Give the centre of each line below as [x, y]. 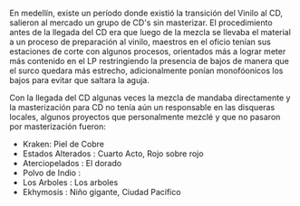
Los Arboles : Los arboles [70, 183]
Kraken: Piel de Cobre [63, 144]
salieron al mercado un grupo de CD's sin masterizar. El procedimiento [141, 23]
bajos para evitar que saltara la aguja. [79, 80]
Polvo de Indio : [52, 173]
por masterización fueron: [58, 126]
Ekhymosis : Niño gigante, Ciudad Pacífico [102, 192]
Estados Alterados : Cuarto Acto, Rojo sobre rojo [113, 154]
